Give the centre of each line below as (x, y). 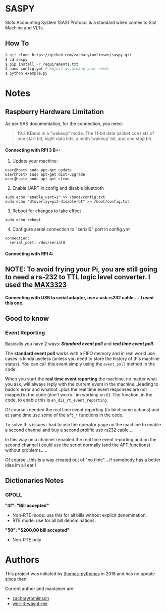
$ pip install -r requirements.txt (42, 64)
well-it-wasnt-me (30, 604)
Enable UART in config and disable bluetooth (58, 188)
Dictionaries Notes (34, 480)
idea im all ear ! (21, 465)
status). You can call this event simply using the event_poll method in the (80, 364)
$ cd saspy (16, 60)
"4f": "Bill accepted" (27, 505)
